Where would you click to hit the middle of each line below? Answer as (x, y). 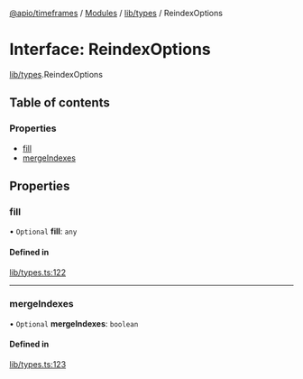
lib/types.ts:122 (37, 272)
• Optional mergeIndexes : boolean (74, 323)
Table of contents (60, 103)
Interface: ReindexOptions (110, 50)
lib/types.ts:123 (38, 365)
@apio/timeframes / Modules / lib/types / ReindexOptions (116, 13)
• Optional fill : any (43, 231)
